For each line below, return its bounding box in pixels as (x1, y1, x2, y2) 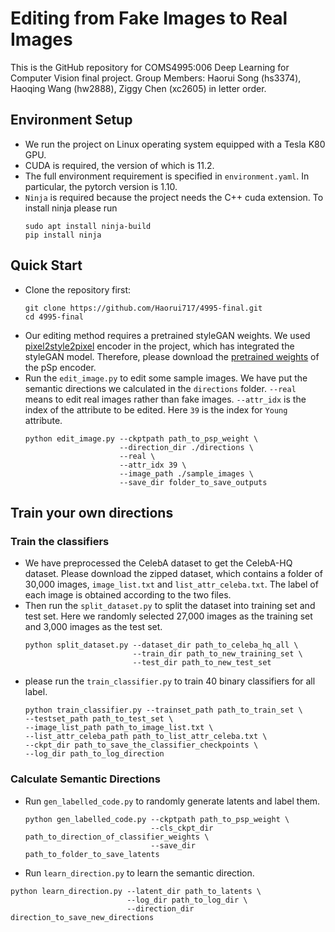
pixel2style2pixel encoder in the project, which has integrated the (24, 340, 295, 352)
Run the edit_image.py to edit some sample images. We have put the (24, 372, 308, 384)
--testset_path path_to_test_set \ (24, 714, 174, 724)
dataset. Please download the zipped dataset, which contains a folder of (24, 568, 323, 580)
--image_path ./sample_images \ (119, 468, 254, 479)
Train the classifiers (10, 534, 110, 548)
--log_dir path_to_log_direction (24, 749, 165, 759)
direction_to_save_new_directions (10, 912, 155, 922)
